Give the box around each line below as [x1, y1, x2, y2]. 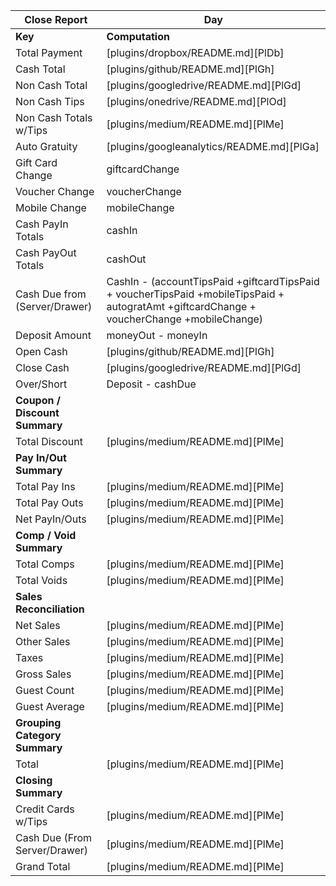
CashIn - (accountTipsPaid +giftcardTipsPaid [106, 275, 320, 288]
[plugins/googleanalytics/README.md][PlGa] [106, 140, 320, 153]
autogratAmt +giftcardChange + [106, 300, 257, 313]
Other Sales [15, 635, 71, 648]
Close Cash [15, 361, 70, 374]
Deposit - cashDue [106, 377, 197, 391]
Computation [106, 30, 170, 43]
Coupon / [15, 394, 61, 407]
